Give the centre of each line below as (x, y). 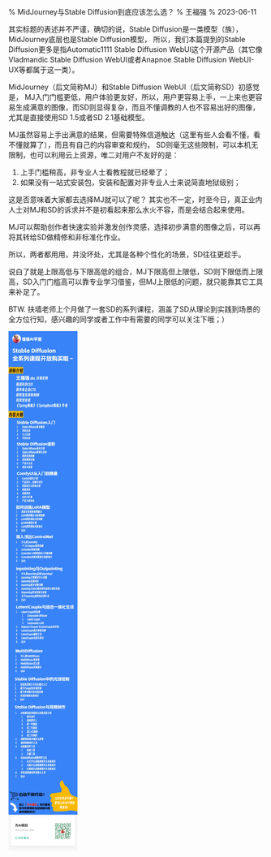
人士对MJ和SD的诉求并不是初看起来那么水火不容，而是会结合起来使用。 (129, 210)
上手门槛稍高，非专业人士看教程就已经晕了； (95, 172)
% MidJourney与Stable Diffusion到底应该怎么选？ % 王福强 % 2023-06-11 (133, 12)
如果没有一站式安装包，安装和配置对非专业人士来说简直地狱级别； (130, 182)
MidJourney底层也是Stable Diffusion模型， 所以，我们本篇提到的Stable (127, 39)
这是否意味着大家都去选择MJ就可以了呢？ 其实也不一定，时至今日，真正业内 (135, 200)
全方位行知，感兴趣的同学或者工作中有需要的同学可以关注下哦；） (118, 319)
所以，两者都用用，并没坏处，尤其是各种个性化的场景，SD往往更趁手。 (127, 254)
